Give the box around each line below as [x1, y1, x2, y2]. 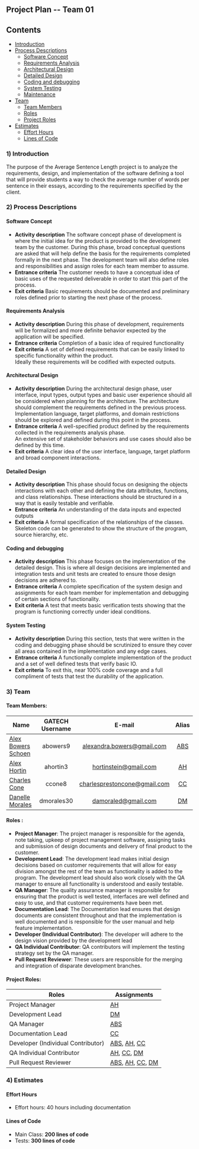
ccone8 [45, 780, 67, 788]
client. [6, 188, 21, 195]
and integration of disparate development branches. [14, 962, 142, 969]
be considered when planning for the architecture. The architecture [14, 398, 179, 405]
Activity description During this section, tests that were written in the [14, 635, 185, 642]
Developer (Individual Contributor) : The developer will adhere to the [14, 931, 184, 938]
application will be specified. [14, 333, 85, 340]
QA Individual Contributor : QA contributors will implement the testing [14, 943, 185, 950]
